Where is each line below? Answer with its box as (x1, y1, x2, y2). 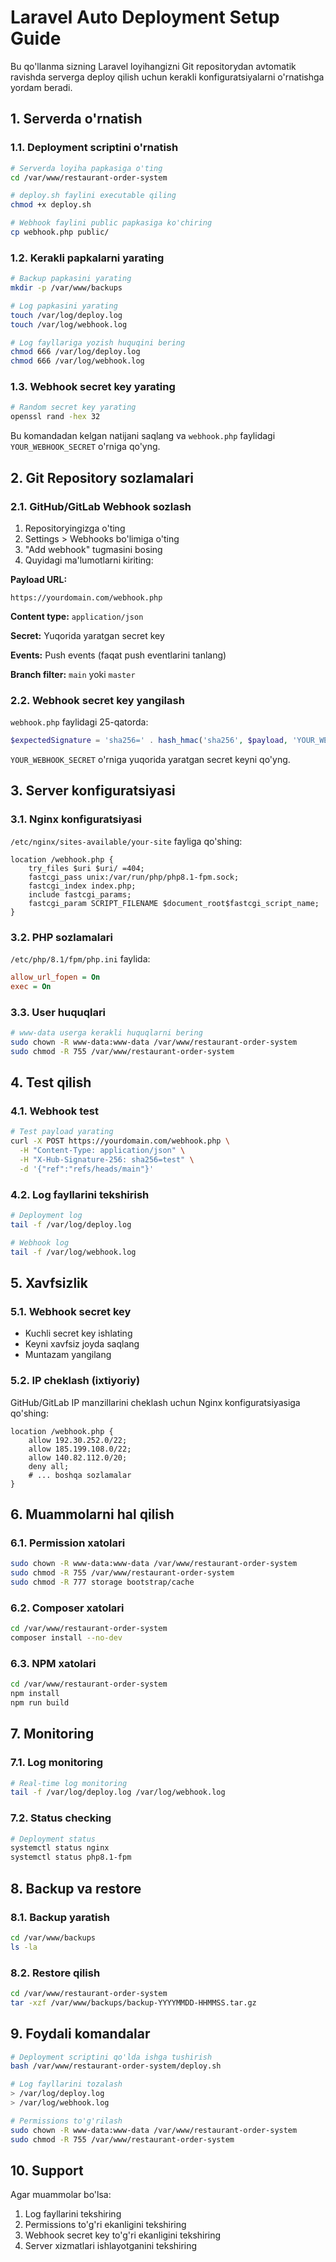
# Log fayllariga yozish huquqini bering (10, 337, 186, 348)
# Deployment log (10, 1211, 83, 1221)
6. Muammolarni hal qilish (10, 1506, 175, 1523)
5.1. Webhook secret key (10, 1304, 132, 1318)
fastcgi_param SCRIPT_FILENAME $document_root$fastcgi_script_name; (28, 898, 320, 908)
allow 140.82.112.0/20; (28, 1452, 128, 1463)
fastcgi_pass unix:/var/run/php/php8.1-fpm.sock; (28, 872, 240, 882)
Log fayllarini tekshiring (24, 2208, 122, 2220)
